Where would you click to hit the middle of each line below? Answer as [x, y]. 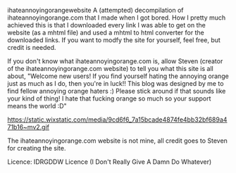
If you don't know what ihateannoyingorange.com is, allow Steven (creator [115, 61]
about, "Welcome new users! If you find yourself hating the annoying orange [118, 76]
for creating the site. [37, 148]
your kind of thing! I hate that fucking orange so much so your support [109, 98]
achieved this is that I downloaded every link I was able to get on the [106, 25]
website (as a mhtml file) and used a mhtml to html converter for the [106, 32]
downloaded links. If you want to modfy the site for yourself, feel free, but [114, 40]
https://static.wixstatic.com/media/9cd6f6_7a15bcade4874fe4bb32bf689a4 [117, 120]
